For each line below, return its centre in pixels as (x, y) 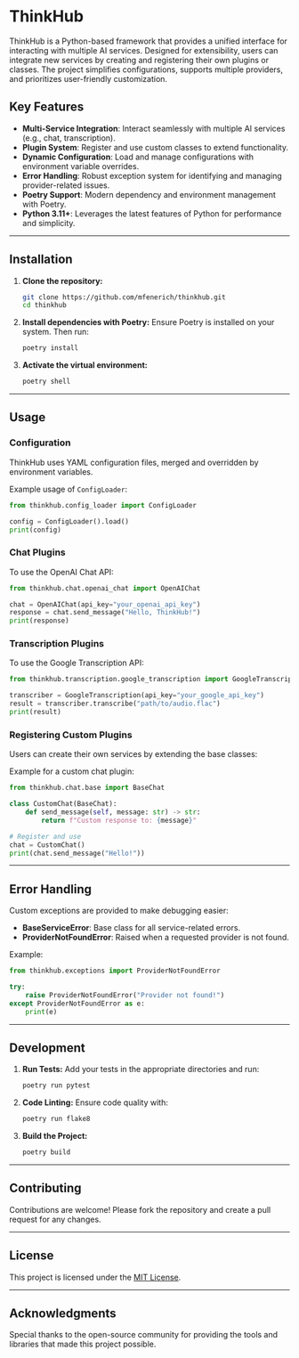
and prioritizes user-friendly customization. (88, 78)
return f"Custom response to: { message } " (119, 820)
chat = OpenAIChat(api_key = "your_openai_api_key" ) (105, 604)
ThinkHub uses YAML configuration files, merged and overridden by (134, 462)
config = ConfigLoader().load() (69, 521)
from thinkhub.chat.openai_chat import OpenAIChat (105, 588)
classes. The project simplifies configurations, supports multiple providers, (146, 69)
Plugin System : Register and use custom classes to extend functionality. (155, 147)
